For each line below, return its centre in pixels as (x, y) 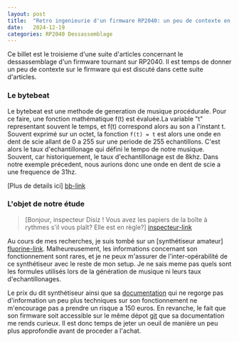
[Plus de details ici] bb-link (47, 186)
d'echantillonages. (34, 278)
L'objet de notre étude (46, 204)
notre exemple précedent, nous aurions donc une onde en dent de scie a (114, 164)
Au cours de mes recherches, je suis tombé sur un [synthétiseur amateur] (115, 241)
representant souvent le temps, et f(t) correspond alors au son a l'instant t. (117, 126)
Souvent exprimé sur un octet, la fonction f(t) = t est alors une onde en (114, 134)
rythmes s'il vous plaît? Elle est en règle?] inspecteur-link (108, 227)
